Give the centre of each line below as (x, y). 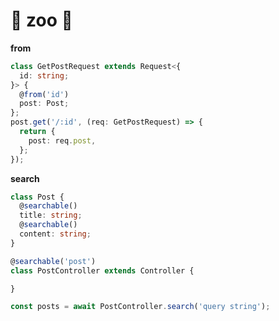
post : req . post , (62, 140)
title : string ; (51, 215)
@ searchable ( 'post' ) (53, 261)
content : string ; (55, 234)
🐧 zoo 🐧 (41, 20)
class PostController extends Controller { (102, 270)
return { (37, 132)
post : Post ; (44, 104)
